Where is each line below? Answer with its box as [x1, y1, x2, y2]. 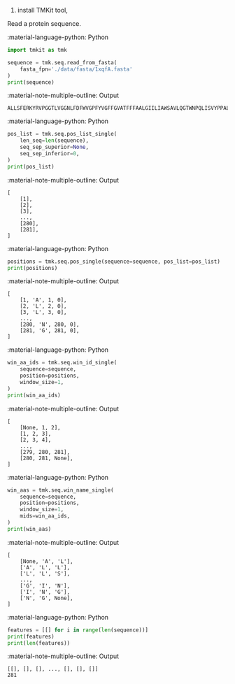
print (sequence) [7, 78, 55, 86]
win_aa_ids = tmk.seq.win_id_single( [7, 359, 117, 366]
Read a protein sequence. [7, 20, 82, 27]
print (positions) [7, 264, 58, 271]
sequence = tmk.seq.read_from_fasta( [7, 59, 117, 66]
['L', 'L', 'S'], [20, 570, 71, 577]
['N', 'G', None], [20, 594, 73, 601]
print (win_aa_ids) [7, 392, 61, 399]
